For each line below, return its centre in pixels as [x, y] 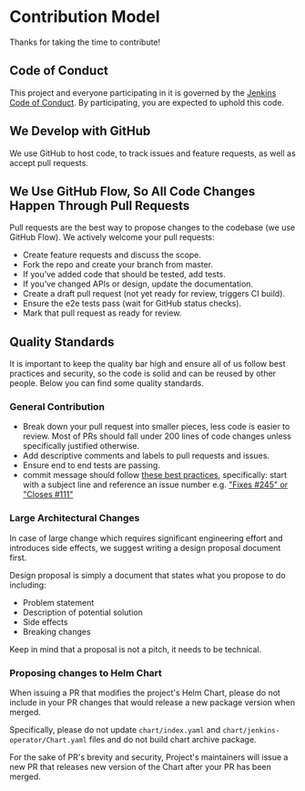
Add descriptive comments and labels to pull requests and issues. [146, 456]
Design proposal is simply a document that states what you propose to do [147, 575]
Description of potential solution [83, 612]
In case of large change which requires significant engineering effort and [147, 538]
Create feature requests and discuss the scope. [112, 255]
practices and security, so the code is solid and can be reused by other [142, 374]
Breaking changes [56, 631]
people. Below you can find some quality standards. [107, 383]
